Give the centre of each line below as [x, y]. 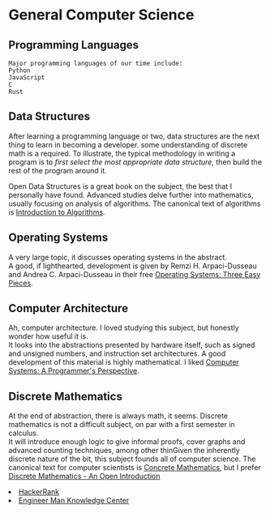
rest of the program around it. [58, 170]
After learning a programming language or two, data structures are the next [134, 136]
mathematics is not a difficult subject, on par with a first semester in [122, 425]
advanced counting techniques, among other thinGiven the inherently [124, 451]
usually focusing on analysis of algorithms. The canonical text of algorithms [135, 203]
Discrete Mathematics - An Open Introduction [84, 477]
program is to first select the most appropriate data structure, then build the [135, 162]
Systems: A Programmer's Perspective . [74, 371]
